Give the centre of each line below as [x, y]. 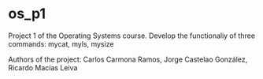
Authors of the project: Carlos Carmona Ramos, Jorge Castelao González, [128, 59]
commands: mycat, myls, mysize [61, 43]
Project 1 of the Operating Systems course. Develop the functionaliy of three [132, 36]
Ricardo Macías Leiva [43, 67]
